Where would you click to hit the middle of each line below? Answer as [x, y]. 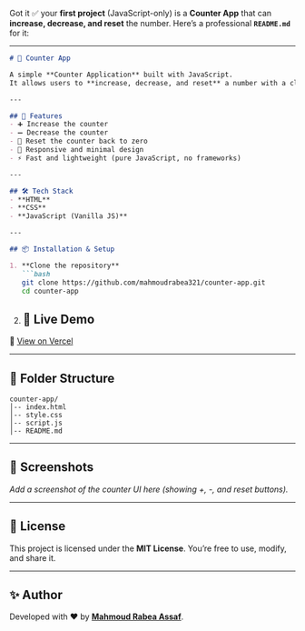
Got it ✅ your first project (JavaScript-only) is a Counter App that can [141, 13]
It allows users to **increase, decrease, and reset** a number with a [148, 83]
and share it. [33, 557]
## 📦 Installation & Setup [62, 249]
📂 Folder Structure [62, 378]
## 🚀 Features [36, 116]
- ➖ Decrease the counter [59, 133]
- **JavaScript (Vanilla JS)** [69, 216]
